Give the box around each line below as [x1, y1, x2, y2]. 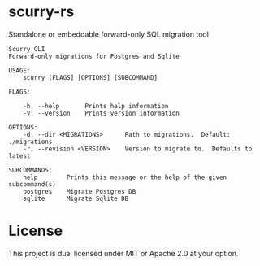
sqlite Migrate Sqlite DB [23, 194, 129, 203]
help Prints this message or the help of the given [23, 173, 227, 181]
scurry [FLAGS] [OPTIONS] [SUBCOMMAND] [23, 73, 158, 81]
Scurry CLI [8, 45, 45, 53]
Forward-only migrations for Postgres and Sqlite [8, 52, 180, 60]
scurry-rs [8, 2, 75, 21]
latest [8, 151, 31, 160]
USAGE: [8, 66, 31, 75]
